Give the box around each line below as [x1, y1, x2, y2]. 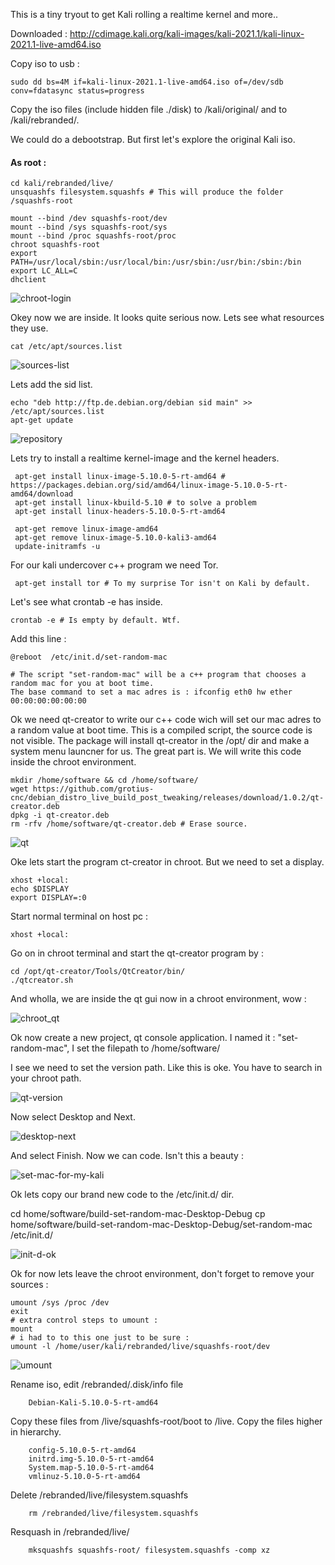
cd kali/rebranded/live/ [10, 179, 114, 189]
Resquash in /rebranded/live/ [10, 1526, 130, 1538]
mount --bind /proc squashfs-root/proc [10, 231, 177, 241]
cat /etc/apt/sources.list [10, 342, 123, 352]
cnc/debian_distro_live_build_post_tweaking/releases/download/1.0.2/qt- [10, 793, 325, 803]
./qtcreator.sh [10, 975, 74, 986]
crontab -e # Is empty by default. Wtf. [10, 615, 182, 626]
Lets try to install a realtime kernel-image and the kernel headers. [10, 452, 280, 464]
